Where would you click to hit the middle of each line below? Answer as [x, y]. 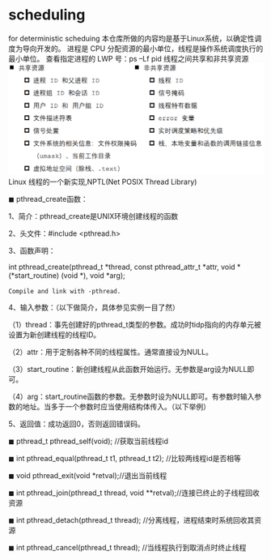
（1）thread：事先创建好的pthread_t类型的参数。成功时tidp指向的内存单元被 [135, 324]
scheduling [47, 15]
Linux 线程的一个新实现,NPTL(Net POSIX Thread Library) [103, 182]
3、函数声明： [32, 250]
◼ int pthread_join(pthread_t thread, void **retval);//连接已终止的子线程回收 [134, 493]
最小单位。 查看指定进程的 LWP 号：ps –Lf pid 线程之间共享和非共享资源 [129, 58]
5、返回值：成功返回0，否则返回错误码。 [77, 424]
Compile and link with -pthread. [65, 291]
